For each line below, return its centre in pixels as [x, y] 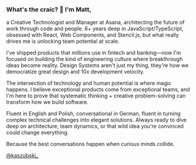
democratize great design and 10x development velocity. [75, 72]
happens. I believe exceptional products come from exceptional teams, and [98, 90]
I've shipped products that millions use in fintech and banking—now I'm [94, 53]
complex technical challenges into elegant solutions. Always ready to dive [97, 120]
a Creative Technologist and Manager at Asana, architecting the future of [96, 23]
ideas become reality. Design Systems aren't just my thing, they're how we [97, 65]
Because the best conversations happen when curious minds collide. [91, 144]
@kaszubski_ [22, 156]
